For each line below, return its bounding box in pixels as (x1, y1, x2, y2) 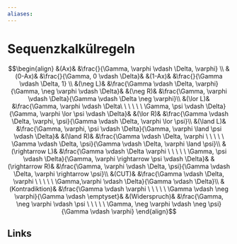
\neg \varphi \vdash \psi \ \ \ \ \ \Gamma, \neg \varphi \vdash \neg (16, 199, 207, 208)
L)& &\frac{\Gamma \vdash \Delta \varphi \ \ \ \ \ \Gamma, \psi (47, 146, 227, 156)
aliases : (7, 10, 33, 18)
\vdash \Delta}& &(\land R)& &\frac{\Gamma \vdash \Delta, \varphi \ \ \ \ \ (13, 132, 224, 140)
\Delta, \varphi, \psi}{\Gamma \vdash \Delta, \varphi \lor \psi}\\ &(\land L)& (11, 117, 226, 125)
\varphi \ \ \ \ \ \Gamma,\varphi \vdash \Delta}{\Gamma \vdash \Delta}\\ (13, 177, 219, 185)
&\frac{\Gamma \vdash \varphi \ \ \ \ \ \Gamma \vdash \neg (58, 185, 229, 193)
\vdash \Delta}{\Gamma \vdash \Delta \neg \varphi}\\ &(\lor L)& (28, 94, 210, 103)
